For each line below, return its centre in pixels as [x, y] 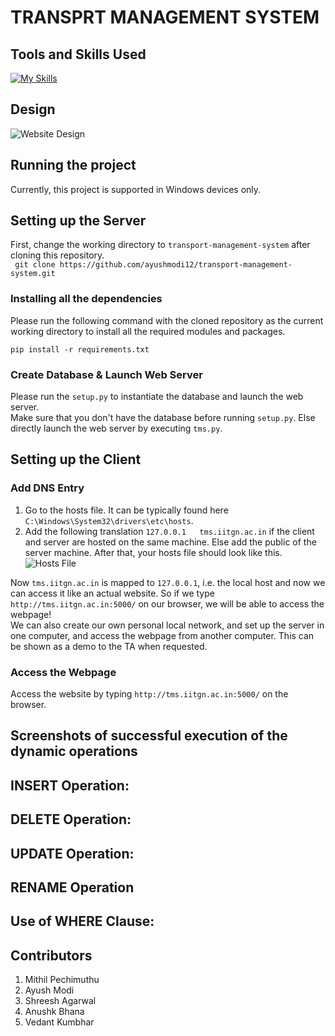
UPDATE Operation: [72, 853]
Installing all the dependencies [86, 299]
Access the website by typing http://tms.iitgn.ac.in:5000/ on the [149, 694]
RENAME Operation [72, 887]
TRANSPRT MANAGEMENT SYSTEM [165, 17]
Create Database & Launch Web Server [106, 374]
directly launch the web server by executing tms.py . [116, 428]
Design [33, 109]
